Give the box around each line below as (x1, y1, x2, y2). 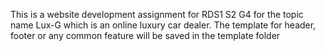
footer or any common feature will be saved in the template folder (10, 30, 281, 41)
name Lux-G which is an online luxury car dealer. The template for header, (10, 19, 317, 31)
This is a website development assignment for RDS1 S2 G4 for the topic (10, 9, 304, 20)
